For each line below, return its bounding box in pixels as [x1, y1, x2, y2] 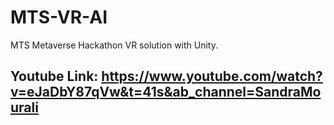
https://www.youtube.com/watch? [101, 68, 323, 85]
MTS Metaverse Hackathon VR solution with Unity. [10, 39, 219, 51]
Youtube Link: [10, 68, 99, 85]
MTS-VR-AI [10, 6, 108, 29]
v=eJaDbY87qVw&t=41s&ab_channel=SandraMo [10, 84, 322, 101]
